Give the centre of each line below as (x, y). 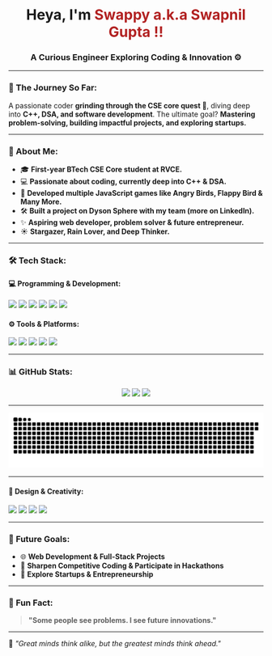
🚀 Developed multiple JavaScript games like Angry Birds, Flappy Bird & (141, 193)
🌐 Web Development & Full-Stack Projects (93, 557)
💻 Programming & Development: (65, 283)
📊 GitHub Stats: (40, 372)
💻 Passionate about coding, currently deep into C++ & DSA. (123, 182)
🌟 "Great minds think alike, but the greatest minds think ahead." (115, 644)
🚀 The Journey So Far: (53, 88)
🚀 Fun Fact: (31, 603)
